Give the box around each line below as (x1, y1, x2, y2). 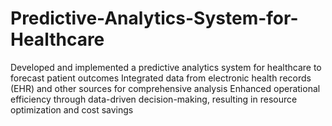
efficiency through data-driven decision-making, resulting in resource (10, 93, 298, 105)
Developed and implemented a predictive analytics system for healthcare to (10, 61, 322, 73)
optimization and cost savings (10, 103, 134, 116)
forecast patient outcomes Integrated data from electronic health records (10, 72, 312, 84)
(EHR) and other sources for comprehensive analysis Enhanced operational (10, 82, 321, 94)
